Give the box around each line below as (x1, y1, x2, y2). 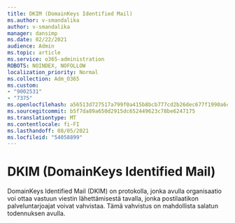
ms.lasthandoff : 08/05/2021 (7, 127, 90, 134)
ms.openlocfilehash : (7, 101, 68, 108)
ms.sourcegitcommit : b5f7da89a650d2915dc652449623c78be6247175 (7, 108, 196, 115)
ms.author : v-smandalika (7, 17, 80, 24)
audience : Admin (7, 43, 55, 50)
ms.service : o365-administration (7, 56, 105, 63)
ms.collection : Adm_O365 (7, 75, 80, 82)
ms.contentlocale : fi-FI (7, 120, 80, 128)
